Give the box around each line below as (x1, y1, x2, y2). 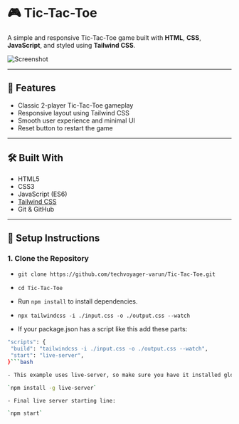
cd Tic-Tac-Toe (17, 285, 63, 292)
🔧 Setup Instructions (7, 232, 100, 244)
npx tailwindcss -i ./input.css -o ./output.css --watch (17, 312, 191, 320)
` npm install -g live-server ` (7, 384, 97, 391)
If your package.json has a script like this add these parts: (17, 325, 188, 333)
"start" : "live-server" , (10, 352, 84, 359)
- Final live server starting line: (7, 397, 116, 404)
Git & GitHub (17, 205, 55, 213)
